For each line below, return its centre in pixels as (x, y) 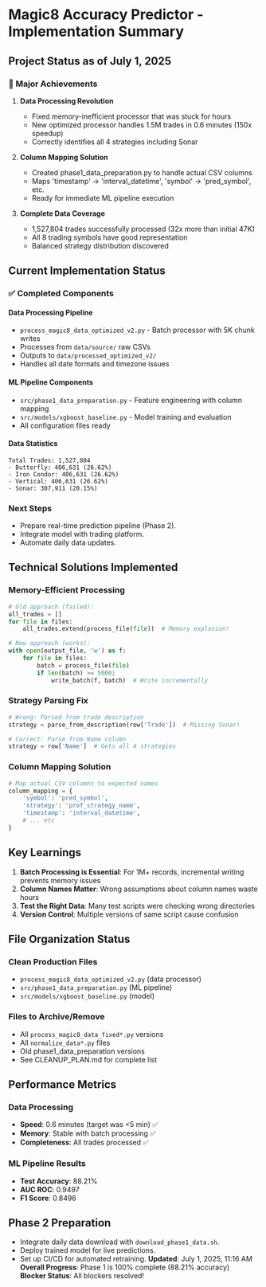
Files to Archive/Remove (57, 1017)
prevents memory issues (60, 880)
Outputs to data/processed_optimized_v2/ (88, 355)
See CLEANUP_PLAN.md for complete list (88, 1059)
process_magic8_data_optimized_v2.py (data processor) (110, 979)
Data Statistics (33, 444)
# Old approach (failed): (51, 607)
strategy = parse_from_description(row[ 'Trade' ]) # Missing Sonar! (124, 725)
